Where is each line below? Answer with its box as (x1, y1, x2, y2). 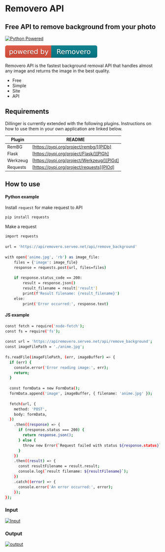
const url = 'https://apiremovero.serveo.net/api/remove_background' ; (5, 339, 153, 344)
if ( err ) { (9, 360, 32, 365)
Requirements (5, 107, 49, 116)
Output (5, 530, 23, 537)
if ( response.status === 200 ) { (18, 427, 84, 432)
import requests (5, 234, 38, 239)
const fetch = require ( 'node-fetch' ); (5, 324, 84, 328)
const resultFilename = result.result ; (18, 464, 100, 469)
